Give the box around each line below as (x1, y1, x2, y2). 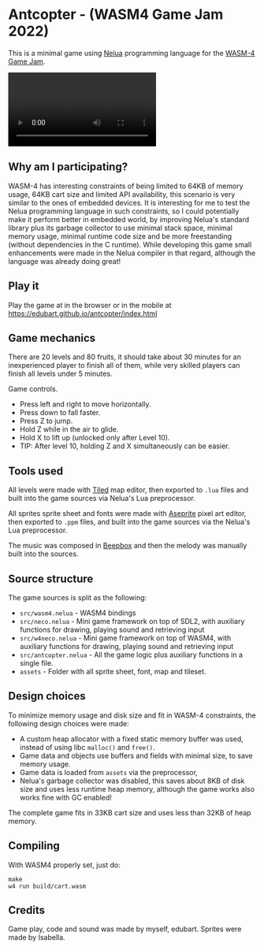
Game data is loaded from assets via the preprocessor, (19, 767, 199, 777)
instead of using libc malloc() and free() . (19, 742, 155, 751)
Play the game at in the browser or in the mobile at (8, 300, 172, 310)
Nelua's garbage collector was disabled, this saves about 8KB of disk (19, 776, 245, 785)
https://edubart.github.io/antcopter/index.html (8, 309, 158, 318)
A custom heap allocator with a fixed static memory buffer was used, (19, 734, 244, 744)
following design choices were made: (8, 718, 129, 728)
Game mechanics (8, 331, 96, 344)
